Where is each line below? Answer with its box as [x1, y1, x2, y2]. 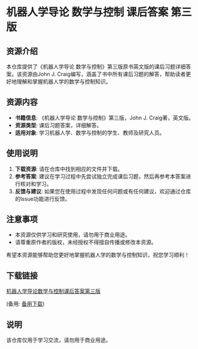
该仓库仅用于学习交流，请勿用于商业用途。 [6, 336, 111, 344]
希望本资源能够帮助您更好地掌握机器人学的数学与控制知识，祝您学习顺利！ [6, 252, 190, 259]
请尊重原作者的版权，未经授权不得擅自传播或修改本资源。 [14, 238, 157, 246]
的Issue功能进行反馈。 [14, 195, 71, 202]
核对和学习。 [20, 180, 52, 187]
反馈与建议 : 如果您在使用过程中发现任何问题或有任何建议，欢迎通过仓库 [14, 188, 191, 195]
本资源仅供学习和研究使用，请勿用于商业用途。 [14, 231, 130, 238]
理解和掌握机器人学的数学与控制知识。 [16, 78, 111, 85]
